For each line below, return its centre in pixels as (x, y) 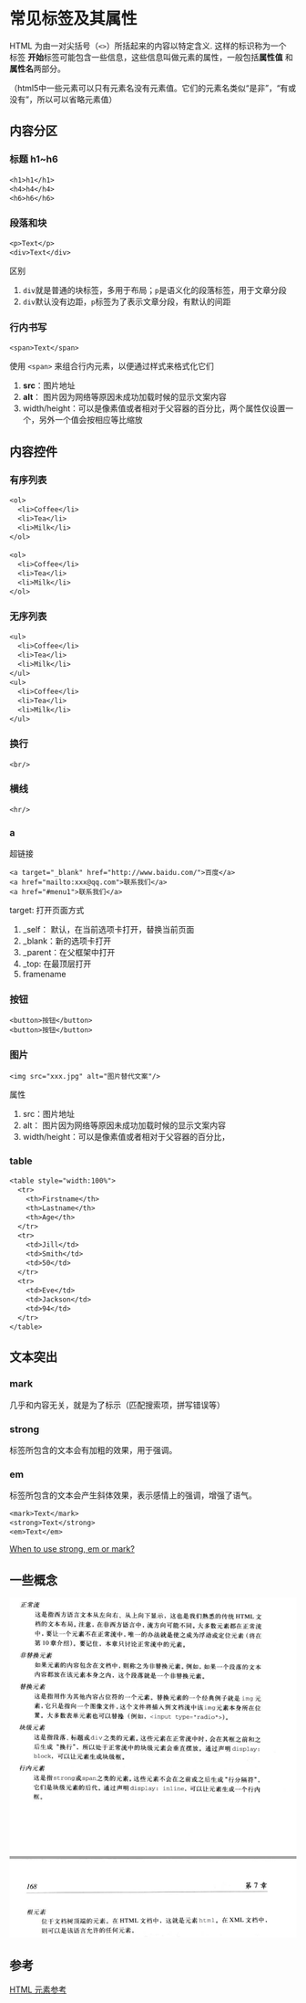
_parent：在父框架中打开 (69, 953)
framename (44, 975)
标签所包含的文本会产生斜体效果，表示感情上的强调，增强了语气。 (133, 1495)
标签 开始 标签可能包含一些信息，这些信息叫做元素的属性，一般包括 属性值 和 (151, 57)
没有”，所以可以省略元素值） (63, 99)
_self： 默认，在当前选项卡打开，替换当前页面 (108, 930)
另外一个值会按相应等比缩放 (91, 420)
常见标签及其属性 (74, 19)
